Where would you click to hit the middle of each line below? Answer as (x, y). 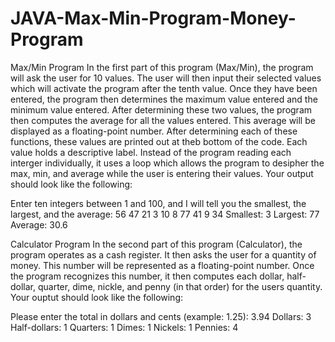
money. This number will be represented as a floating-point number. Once (162, 265)
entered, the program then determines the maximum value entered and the (164, 99)
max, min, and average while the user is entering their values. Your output (162, 173)
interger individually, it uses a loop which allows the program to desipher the (167, 163)
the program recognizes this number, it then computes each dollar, (147, 276)
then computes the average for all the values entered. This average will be (163, 120)
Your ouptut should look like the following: (97, 297)
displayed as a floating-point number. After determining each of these (154, 131)
